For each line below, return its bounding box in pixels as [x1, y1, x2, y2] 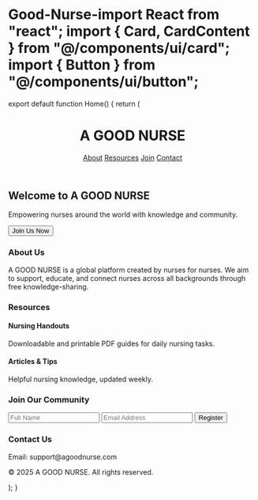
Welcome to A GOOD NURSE [8, 188, 150, 203]
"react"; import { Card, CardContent [8, 22, 250, 40]
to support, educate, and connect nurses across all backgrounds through [8, 273, 246, 282]
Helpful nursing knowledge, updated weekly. [8, 374, 154, 384]
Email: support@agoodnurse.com [8, 452, 117, 461]
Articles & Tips [8, 357, 58, 366]
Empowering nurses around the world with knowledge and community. [8, 210, 238, 219]
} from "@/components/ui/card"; [8, 40, 230, 57]
